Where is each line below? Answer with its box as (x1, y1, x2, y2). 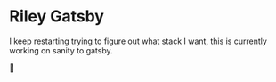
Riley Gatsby (9, 6, 105, 27)
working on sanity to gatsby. (9, 45, 113, 55)
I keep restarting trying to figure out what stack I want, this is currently (9, 36, 267, 46)
